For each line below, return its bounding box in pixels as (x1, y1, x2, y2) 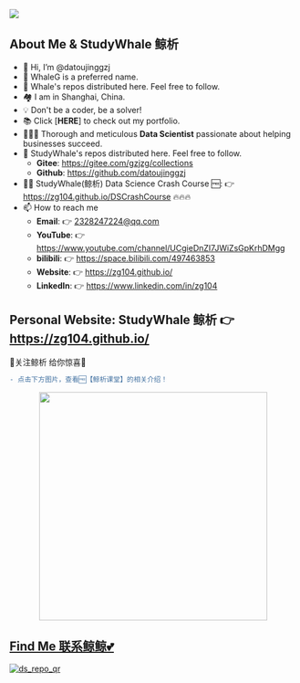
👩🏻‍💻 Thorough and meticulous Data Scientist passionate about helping (22, 128, 292, 139)
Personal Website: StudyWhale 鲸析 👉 (9, 312, 235, 328)
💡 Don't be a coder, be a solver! (22, 104, 142, 115)
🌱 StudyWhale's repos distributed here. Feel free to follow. (22, 147, 243, 159)
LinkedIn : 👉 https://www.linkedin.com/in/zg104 (36, 279, 218, 291)
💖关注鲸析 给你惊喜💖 (9, 356, 87, 367)
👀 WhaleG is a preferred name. (22, 71, 139, 82)
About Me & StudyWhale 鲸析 (9, 37, 180, 52)
